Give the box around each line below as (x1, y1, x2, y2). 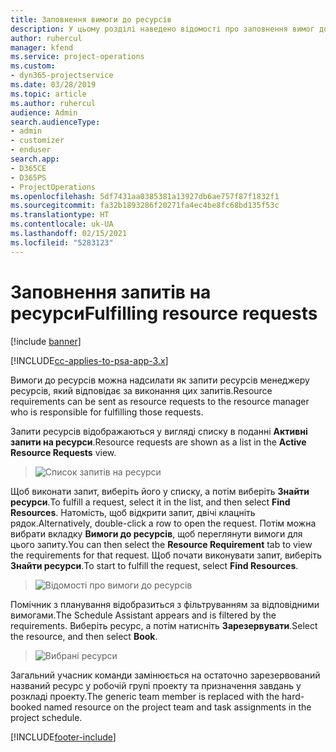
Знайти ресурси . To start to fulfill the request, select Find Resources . (10, 559, 299, 571)
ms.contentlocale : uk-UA (10, 219, 114, 230)
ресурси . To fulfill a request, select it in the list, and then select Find (10, 496, 291, 508)
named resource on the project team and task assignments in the (43, 701, 312, 713)
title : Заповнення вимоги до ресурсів (10, 14, 172, 25)
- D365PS (10, 172, 47, 183)
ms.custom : (10, 61, 56, 71)
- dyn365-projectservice (10, 71, 114, 81)
